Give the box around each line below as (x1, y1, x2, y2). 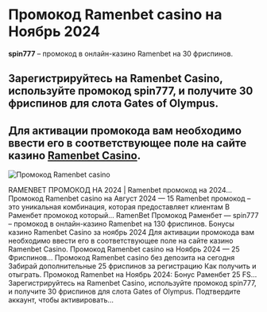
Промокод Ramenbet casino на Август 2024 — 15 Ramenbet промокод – (8, 193, 251, 204)
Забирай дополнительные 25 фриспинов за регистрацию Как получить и (8, 261, 257, 271)
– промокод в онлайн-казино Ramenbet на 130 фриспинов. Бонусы (8, 219, 234, 228)
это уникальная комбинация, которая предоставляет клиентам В (8, 202, 230, 212)
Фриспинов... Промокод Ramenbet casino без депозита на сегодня (8, 253, 235, 263)
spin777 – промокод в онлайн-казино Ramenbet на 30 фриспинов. (8, 49, 233, 58)
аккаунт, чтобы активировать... (8, 295, 114, 305)
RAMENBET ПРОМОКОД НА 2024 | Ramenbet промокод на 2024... (8, 185, 233, 195)
